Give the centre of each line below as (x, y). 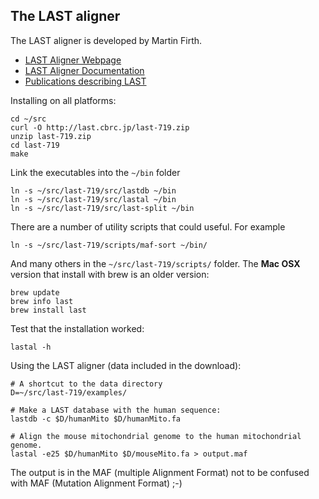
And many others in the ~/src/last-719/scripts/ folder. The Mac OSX (155, 263)
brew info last (42, 301)
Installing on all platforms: (63, 100)
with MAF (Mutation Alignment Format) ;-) (96, 483)
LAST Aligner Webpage (73, 60)
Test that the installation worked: (77, 328)
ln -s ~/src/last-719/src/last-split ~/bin (102, 208)
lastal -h (31, 347)
